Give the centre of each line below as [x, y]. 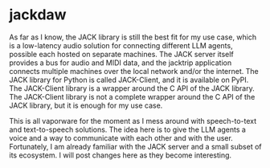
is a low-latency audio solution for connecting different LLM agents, [121, 45]
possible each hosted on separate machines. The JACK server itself [121, 54]
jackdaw [38, 15]
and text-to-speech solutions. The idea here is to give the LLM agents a [127, 129]
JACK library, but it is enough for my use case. [86, 105]
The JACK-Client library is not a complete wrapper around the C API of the [132, 96]
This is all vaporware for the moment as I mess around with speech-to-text [133, 121]
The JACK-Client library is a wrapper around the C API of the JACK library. [132, 88]
